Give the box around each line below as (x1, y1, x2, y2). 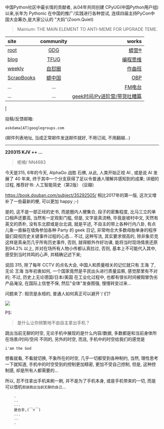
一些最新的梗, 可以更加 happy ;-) (13, 199, 79, 204)
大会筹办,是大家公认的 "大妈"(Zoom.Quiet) (9, 17, 94, 22)
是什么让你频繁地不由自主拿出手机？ (17, 320, 90, 325)
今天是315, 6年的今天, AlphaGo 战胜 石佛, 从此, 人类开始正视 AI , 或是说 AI (5, 170, 152, 175)
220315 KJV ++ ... (5, 149, 43, 155)
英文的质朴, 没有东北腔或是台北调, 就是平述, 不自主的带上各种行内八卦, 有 (5, 221, 152, 226)
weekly (7, 65, 24, 72)
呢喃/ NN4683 (17, 159, 46, 165)
